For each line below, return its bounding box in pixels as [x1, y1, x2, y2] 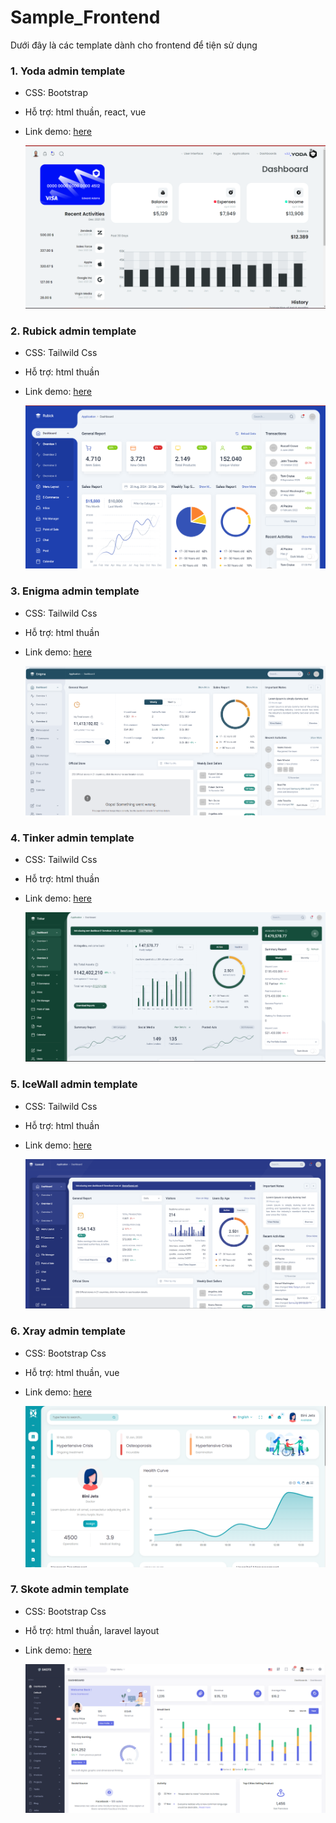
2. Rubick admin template [10, 324, 137, 338]
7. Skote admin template [10, 1582, 130, 1596]
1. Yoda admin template [10, 64, 126, 78]
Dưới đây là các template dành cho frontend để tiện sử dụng [10, 39, 258, 51]
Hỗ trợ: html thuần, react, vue [24, 106, 147, 118]
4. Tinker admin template [10, 831, 135, 845]
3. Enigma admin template [10, 584, 140, 598]
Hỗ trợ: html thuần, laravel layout [24, 1624, 160, 1636]
